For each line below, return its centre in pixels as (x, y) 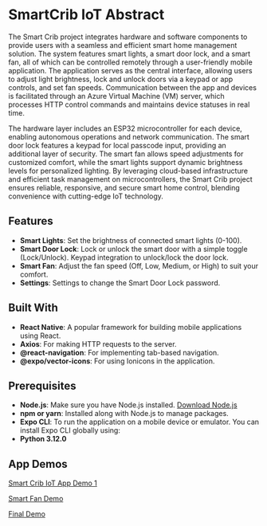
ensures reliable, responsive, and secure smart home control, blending (124, 187)
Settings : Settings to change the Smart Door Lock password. (120, 283)
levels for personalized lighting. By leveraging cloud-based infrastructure (128, 171)
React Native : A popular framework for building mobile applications (131, 327)
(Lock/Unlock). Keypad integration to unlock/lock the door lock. (124, 257)
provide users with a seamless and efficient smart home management (123, 45)
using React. (40, 336)
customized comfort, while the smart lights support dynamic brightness (126, 162)
